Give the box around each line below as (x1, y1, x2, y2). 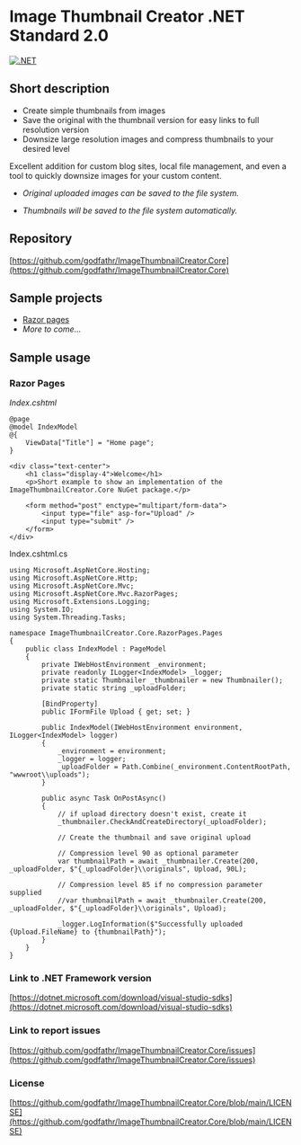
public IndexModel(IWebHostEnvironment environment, (41, 723, 243, 732)
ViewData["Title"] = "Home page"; (25, 439, 155, 448)
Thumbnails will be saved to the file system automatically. (22, 205, 238, 216)
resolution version (22, 124, 90, 135)
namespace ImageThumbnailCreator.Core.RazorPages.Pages (9, 629, 223, 638)
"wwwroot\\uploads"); (9, 770, 91, 779)
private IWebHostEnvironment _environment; (41, 661, 207, 670)
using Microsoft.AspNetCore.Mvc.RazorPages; (9, 590, 179, 599)
